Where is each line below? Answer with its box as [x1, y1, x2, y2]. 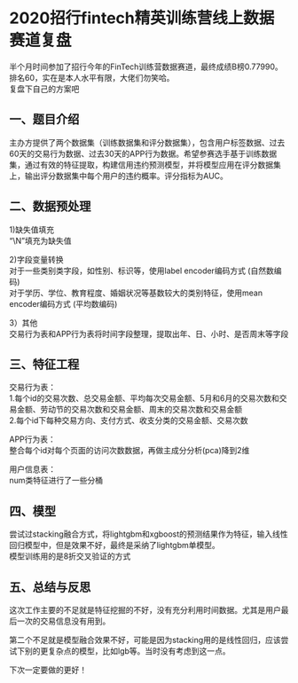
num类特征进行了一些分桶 [9, 475, 104, 486]
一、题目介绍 [9, 112, 80, 127]
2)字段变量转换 [9, 254, 64, 264]
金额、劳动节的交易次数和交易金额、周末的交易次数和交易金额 [16, 404, 242, 415]
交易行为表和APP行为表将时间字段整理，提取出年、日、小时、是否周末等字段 [9, 328, 289, 339]
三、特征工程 [9, 357, 80, 372]
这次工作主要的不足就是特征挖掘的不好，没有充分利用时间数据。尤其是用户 [9, 605, 281, 615]
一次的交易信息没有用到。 [16, 616, 111, 626]
